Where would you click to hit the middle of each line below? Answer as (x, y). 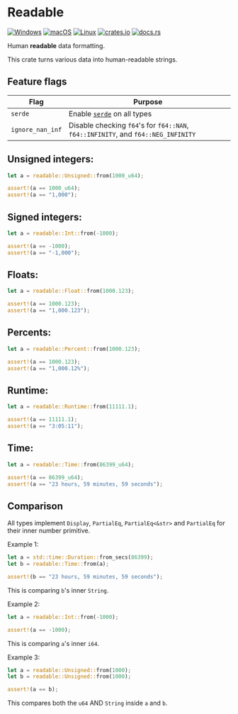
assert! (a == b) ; (33, 690)
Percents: (29, 333)
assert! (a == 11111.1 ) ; (42, 420)
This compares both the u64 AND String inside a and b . (87, 703)
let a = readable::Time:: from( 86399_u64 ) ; (71, 464)
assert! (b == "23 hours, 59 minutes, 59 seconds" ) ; (85, 576)
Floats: (23, 275)
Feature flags (37, 82)
